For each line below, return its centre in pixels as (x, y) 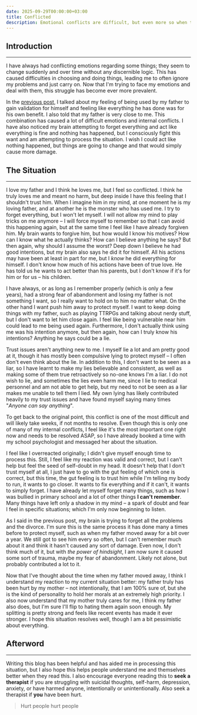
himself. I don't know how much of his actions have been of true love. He (94, 265)
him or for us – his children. (39, 277)
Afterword (25, 644)
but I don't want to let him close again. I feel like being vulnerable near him (96, 319)
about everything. (27, 625)
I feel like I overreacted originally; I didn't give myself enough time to (89, 453)
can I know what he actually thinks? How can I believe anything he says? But (98, 240)
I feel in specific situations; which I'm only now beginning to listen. (86, 509)
